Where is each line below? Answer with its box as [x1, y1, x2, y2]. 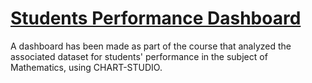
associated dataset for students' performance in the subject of [10, 50, 268, 62]
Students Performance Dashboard [10, 7, 302, 30]
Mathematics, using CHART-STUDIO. [10, 61, 163, 73]
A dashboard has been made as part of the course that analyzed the [10, 40, 292, 52]
